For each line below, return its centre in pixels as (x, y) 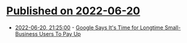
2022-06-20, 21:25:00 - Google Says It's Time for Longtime (89, 27)
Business (26, 33)
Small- (173, 27)
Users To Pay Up (60, 33)
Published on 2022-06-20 (73, 11)
